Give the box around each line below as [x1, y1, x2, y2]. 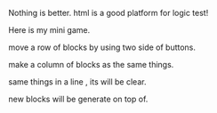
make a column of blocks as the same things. [8, 60, 174, 69]
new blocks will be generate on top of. [8, 93, 149, 104]
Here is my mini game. [8, 25, 91, 35]
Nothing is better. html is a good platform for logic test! [8, 8, 209, 18]
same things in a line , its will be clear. [8, 77, 147, 87]
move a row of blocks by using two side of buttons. [8, 42, 197, 52]
